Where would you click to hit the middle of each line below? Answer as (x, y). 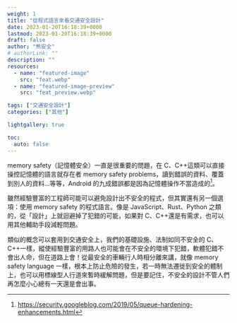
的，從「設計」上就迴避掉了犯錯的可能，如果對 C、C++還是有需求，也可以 (116, 216)
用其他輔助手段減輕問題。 (44, 225)
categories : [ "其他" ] (38, 112)
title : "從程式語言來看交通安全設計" (56, 20)
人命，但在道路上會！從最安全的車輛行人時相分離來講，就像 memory (119, 257)
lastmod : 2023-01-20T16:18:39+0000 (60, 34)
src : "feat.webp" (45, 80)
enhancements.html (46, 312)
